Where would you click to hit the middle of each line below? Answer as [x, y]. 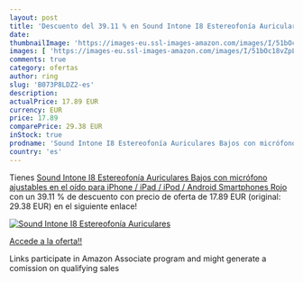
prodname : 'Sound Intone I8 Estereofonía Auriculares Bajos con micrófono [153, 143]
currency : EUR [36, 110]
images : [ [28, 51]
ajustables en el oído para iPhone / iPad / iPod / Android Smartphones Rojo [148, 186]
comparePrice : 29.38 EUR [56, 127]
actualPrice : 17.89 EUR [54, 101]
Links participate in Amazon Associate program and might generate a [138, 259]
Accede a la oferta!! [46, 241]
